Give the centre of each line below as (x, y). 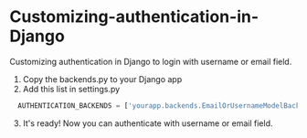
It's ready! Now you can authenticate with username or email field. (148, 123)
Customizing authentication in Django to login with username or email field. (151, 61)
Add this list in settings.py (71, 89)
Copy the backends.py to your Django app (102, 79)
